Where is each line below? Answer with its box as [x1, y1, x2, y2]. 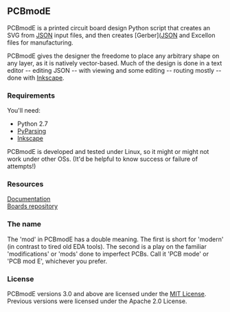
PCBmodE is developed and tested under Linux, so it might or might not [7, 148, 209, 156]
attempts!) [7, 162, 36, 170]
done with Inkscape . [7, 74, 65, 82]
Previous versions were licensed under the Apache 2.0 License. [7, 297, 187, 305]
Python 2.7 [16, 120, 48, 128]
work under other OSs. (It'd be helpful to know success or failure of [7, 155, 198, 164]
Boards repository [7, 202, 58, 210]
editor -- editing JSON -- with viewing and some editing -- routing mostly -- [7, 66, 222, 74]
